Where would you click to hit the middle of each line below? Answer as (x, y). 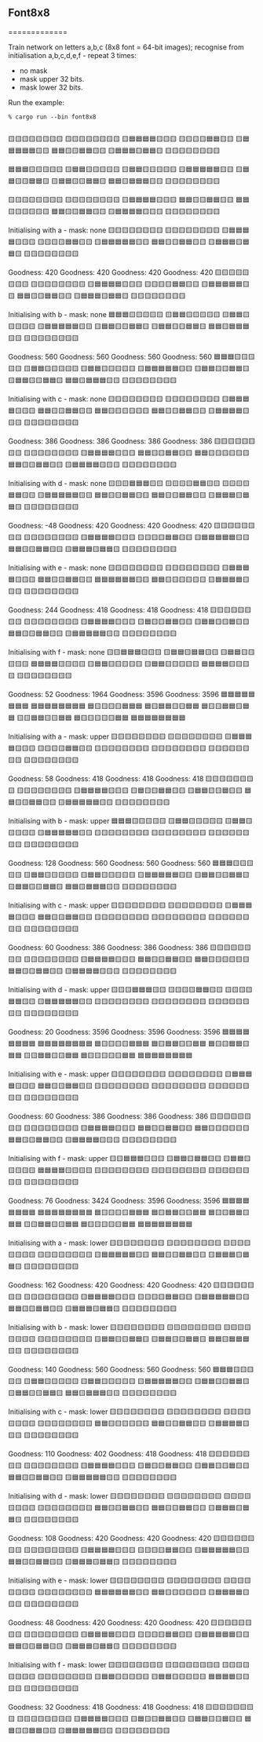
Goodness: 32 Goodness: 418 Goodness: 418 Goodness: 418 (106, 1707)
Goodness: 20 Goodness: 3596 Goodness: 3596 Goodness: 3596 (115, 1032)
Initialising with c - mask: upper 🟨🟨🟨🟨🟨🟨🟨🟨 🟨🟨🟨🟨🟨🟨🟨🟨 (116, 905)
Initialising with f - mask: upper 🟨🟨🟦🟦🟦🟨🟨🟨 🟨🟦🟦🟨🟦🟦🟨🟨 (115, 1158)
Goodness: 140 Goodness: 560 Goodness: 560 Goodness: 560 (110, 1369)
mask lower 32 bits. (51, 87)
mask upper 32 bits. (52, 79)
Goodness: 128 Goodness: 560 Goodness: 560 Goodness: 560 (110, 863)
